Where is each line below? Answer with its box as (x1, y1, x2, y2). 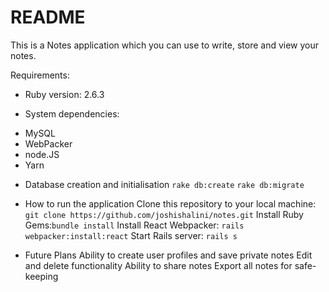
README (10, 6, 86, 29)
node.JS (24, 148, 60, 160)
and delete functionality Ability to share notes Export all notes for (24, 259, 293, 271)
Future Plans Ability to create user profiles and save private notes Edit (24, 249, 313, 261)
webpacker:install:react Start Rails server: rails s (24, 229, 238, 241)
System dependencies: (24, 107, 120, 120)
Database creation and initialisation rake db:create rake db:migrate (24, 178, 305, 190)
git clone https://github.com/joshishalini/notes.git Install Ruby (24, 208, 304, 220)
